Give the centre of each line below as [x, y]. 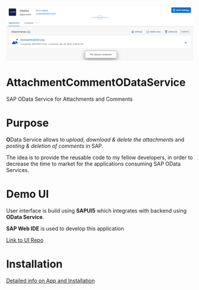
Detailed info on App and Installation [50, 280]
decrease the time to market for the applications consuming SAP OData [94, 164]
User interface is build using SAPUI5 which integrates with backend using [97, 210]
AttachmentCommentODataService [96, 82]
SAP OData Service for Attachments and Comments [70, 99]
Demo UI [28, 194]
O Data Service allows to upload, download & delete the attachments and [95, 140]
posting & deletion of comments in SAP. [55, 146]
